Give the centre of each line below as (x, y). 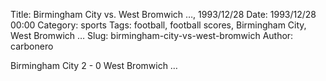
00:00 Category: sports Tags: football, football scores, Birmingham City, (158, 25)
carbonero (32, 46)
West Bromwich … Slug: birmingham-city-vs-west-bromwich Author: (152, 35)
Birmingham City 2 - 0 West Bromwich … (94, 65)
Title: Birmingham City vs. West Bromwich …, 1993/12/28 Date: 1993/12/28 (163, 14)
